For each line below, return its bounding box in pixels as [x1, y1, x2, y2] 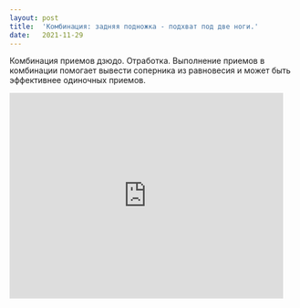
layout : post [9, 13, 59, 23]
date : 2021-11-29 [9, 30, 84, 39]
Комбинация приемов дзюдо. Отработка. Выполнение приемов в [9, 56, 265, 67]
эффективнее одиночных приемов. [9, 75, 146, 86]
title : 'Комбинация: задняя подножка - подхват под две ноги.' [9, 22, 259, 31]
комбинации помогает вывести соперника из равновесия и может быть [9, 65, 292, 76]
